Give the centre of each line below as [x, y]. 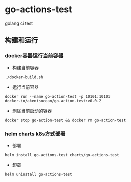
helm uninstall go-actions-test [39, 174]
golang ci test [19, 23]
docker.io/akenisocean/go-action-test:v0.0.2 [53, 101]
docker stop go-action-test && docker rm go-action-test [66, 120]
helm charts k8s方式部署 [35, 134]
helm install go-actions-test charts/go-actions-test [62, 155]
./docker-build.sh [24, 77]
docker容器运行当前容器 [34, 56]
